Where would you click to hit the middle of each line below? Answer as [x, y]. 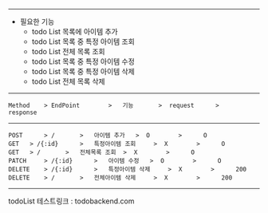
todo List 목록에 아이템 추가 [75, 32]
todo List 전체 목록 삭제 [68, 81]
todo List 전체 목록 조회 [68, 51]
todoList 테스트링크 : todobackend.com [71, 201]
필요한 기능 [37, 22]
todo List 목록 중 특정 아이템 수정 [83, 61]
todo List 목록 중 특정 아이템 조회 [83, 41]
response [23, 112]
